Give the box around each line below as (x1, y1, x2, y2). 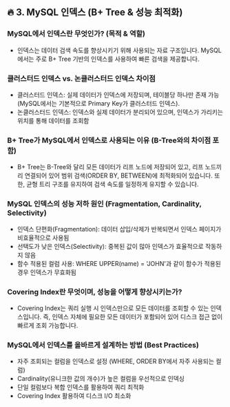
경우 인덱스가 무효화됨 (17, 268, 77, 276)
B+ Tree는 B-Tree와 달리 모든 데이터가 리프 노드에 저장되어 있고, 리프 (17, 163, 204, 171)
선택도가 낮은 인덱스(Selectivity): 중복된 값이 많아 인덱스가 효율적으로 (17, 242, 205, 250)
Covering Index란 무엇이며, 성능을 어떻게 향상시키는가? (7, 287, 182, 296)
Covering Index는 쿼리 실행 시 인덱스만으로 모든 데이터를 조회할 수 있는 (17, 303, 209, 312)
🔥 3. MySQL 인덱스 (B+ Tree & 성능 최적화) (7, 6, 183, 19)
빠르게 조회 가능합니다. (17, 321, 79, 330)
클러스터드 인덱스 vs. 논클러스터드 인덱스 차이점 (7, 73, 156, 83)
